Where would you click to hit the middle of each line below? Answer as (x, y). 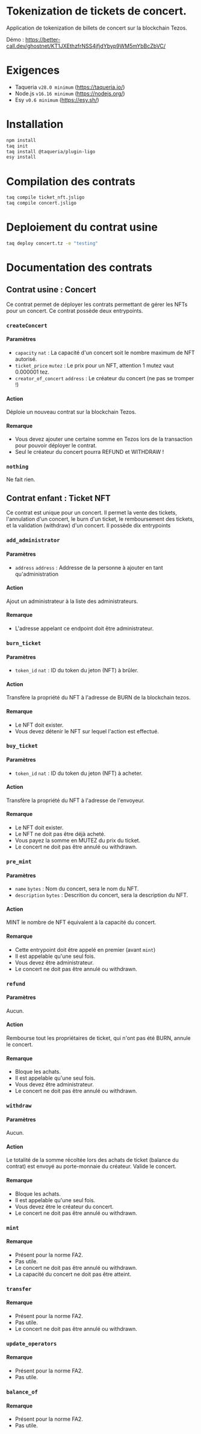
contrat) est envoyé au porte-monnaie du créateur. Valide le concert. (91, 1167)
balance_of (22, 1392)
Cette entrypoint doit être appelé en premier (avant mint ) (85, 949)
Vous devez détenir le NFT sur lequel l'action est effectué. (87, 731)
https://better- (43, 39)
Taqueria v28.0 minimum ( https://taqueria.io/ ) (70, 87)
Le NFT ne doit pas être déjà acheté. (60, 834)
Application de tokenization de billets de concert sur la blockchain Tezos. (97, 28)
